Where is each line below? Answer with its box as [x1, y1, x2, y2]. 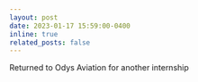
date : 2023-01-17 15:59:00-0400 [9, 21, 130, 30]
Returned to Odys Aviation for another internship [9, 62, 189, 73]
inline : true [9, 29, 58, 38]
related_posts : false [9, 37, 91, 47]
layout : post [9, 12, 58, 22]
